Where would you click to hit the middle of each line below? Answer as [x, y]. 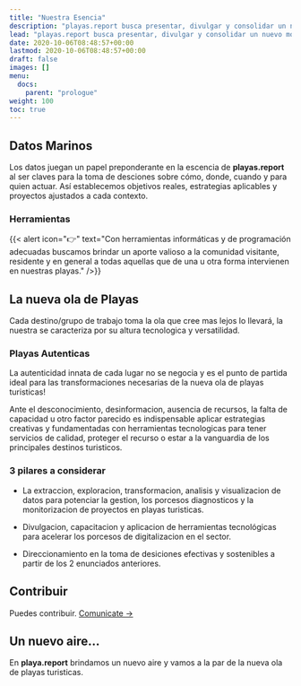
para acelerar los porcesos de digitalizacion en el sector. [126, 536]
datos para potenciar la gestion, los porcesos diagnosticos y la [138, 499]
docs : [28, 84]
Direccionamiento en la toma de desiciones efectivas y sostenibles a [149, 553]
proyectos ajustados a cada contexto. [79, 196]
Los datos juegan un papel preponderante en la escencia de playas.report [147, 168]
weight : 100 [31, 101]
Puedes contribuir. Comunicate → [71, 613]
